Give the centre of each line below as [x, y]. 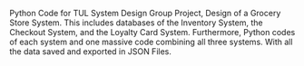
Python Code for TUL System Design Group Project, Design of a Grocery [145, 13]
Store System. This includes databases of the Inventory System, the [136, 23]
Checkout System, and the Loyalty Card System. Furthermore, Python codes [152, 32]
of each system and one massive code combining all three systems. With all [151, 42]
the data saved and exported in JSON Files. [91, 52]
